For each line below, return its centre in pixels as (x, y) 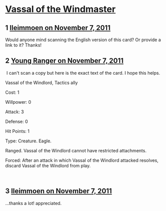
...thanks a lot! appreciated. (33, 203)
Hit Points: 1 (17, 131)
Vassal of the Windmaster (60, 9)
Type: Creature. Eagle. (28, 141)
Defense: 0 (17, 121)
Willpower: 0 (18, 102)
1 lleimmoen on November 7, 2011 (58, 28)
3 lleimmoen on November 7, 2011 (59, 191)
